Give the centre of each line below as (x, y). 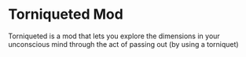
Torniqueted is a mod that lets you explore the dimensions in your (114, 36)
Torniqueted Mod (66, 14)
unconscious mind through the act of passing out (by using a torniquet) (123, 44)
